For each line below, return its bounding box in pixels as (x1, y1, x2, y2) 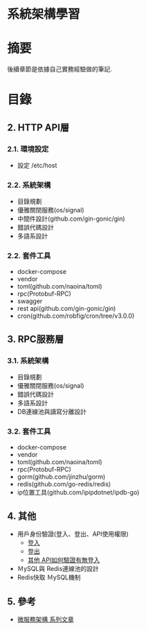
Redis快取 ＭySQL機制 (17, 573, 81, 581)
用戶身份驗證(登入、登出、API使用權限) (17, 530, 129, 538)
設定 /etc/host (17, 161, 57, 169)
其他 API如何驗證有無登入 (27, 556, 100, 564)
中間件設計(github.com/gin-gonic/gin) (17, 214, 126, 223)
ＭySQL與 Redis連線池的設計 (17, 565, 99, 573)
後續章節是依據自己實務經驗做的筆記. (7, 65, 113, 74)
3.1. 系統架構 (7, 355, 49, 365)
